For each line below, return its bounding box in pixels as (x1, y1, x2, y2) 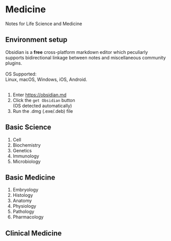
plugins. (5, 60, 22, 66)
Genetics (12, 147, 32, 153)
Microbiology (12, 158, 41, 165)
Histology (12, 192, 33, 198)
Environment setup (5, 35, 68, 44)
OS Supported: (5, 71, 37, 77)
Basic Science (5, 123, 52, 132)
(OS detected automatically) (12, 103, 72, 109)
